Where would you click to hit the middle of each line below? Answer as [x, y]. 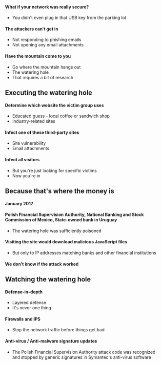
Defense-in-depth [24, 292]
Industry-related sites [34, 121]
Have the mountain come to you [38, 56]
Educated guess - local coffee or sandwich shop [61, 116]
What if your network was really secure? [47, 7]
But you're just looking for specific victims [54, 171]
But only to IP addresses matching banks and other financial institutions [84, 253]
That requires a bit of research [43, 77]
